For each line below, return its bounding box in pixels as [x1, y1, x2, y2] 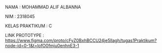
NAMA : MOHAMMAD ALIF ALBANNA [5, 4, 81, 10]
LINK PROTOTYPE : [5, 33, 44, 38]
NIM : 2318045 [5, 14, 35, 19]
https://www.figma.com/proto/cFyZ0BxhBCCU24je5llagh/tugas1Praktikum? [5, 37, 157, 43]
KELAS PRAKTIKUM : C [5, 23, 52, 29]
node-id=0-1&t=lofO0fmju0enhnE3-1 [5, 43, 79, 48]
